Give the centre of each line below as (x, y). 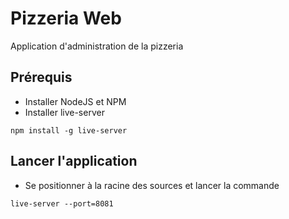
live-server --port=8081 (62, 203)
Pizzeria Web (66, 18)
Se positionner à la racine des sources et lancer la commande (152, 185)
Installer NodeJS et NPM (75, 101)
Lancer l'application (74, 161)
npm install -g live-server (69, 130)
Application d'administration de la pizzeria (97, 46)
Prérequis (41, 77)
